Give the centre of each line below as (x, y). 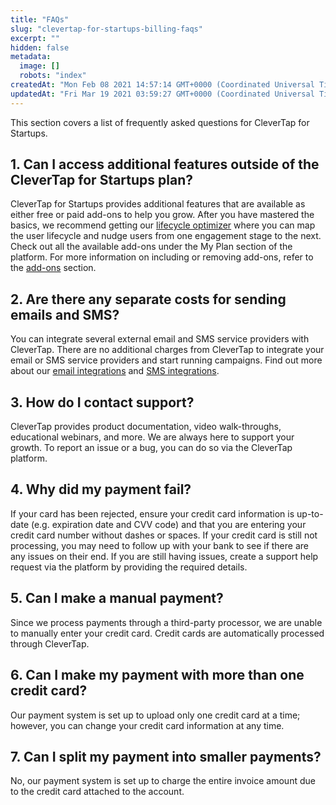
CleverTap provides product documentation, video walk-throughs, (146, 427)
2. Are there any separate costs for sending (148, 299)
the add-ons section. (53, 268)
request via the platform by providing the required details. (129, 567)
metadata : (31, 57)
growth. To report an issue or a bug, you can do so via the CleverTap (151, 448)
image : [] (39, 66)
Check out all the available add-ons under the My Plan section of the (151, 247)
